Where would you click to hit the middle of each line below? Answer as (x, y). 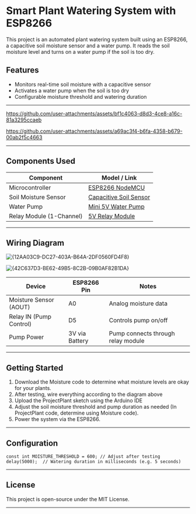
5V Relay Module (112, 216)
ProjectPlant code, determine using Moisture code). (76, 413)
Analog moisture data (138, 303)
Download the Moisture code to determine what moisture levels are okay (102, 382)
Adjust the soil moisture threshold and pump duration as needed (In (95, 407)
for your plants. (33, 388)
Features (22, 70)
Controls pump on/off (138, 320)
